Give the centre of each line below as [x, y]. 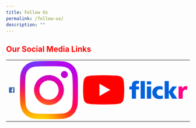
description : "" [26, 25]
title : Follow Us [27, 12]
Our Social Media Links [49, 49]
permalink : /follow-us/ [35, 18]
